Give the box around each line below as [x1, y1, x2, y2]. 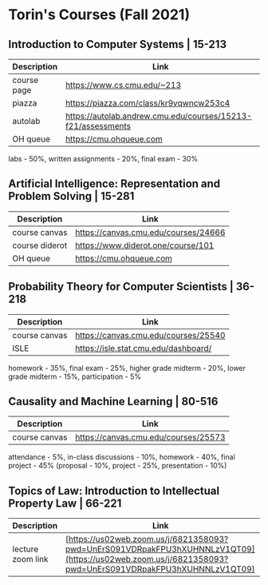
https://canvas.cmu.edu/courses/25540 [75, 329, 226, 340]
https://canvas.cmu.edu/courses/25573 [75, 432, 226, 443]
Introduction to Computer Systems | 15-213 [8, 38, 227, 51]
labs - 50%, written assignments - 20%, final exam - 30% [8, 154, 199, 163]
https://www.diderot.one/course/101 [75, 240, 215, 251]
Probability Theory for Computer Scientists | [8, 280, 234, 293]
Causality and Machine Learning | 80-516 [8, 395, 219, 408]
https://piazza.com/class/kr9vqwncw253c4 [65, 97, 231, 109]
